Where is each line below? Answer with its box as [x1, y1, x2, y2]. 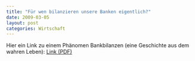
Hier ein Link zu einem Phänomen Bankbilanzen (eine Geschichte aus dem [6, 42, 190, 49]
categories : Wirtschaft [6, 25, 66, 32]
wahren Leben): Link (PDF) [6, 48, 72, 56]
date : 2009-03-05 [6, 14, 50, 20]
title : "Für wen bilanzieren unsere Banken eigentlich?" [6, 8, 151, 15]
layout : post [6, 20, 39, 26]
